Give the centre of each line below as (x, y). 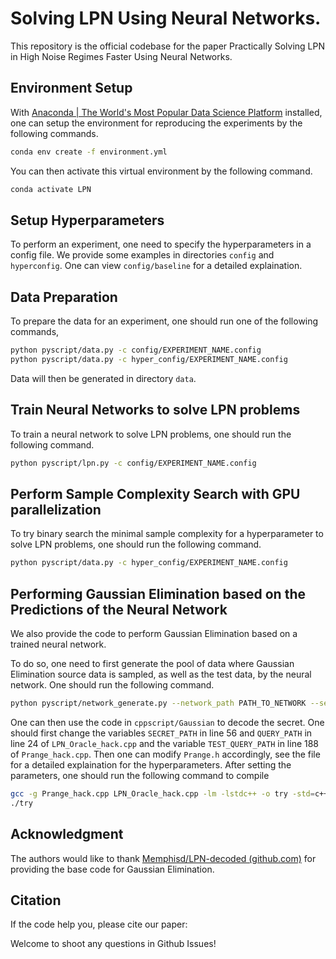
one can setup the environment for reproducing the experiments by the (156, 123)
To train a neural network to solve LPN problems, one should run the (151, 434)
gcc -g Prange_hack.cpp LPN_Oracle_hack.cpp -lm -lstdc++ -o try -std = (162, 793)
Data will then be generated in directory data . (103, 378)
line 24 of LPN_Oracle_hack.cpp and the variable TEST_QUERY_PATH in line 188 (165, 743)
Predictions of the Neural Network (119, 609)
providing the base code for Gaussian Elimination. (112, 869)
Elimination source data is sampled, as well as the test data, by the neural (161, 674)
